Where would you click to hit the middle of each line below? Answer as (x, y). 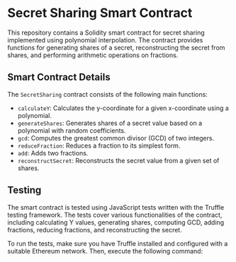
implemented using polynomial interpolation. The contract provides (105, 40)
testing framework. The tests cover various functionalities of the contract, (115, 215)
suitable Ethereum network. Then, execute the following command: (105, 251)
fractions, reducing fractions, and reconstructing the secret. (95, 230)
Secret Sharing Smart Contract (100, 13)
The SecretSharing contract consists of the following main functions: (107, 94)
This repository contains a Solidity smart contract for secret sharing (106, 32)
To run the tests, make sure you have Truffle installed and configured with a (118, 243)
